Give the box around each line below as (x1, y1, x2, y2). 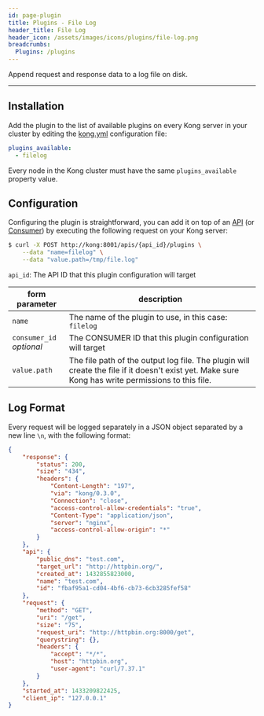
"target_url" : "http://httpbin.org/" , (36, 563, 163, 571)
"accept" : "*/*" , (49, 650, 108, 659)
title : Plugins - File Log (8, 19, 97, 27)
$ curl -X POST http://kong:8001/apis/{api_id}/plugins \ (8, 241, 202, 249)
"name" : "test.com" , (36, 577, 104, 586)
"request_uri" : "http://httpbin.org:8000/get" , (36, 628, 195, 637)
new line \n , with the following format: (8, 430, 131, 440)
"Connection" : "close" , (49, 497, 128, 505)
